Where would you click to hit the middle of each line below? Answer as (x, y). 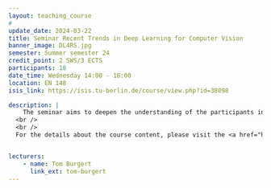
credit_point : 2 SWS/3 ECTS (56, 61)
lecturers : (27, 156)
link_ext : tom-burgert (68, 171)
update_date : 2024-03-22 (50, 31)
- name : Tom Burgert (57, 164)
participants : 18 (38, 68)
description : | (34, 105)
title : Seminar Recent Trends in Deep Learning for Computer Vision (126, 38)
